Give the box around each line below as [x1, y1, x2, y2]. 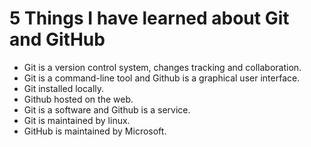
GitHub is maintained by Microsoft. [23, 125, 167, 137]
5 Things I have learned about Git [9, 7, 290, 30]
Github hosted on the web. [23, 93, 134, 105]
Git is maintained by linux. [23, 114, 131, 126]
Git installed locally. [23, 82, 105, 94]
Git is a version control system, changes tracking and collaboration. [23, 61, 302, 73]
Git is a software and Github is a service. [23, 103, 191, 116]
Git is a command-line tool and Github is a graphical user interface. [23, 72, 301, 84]
